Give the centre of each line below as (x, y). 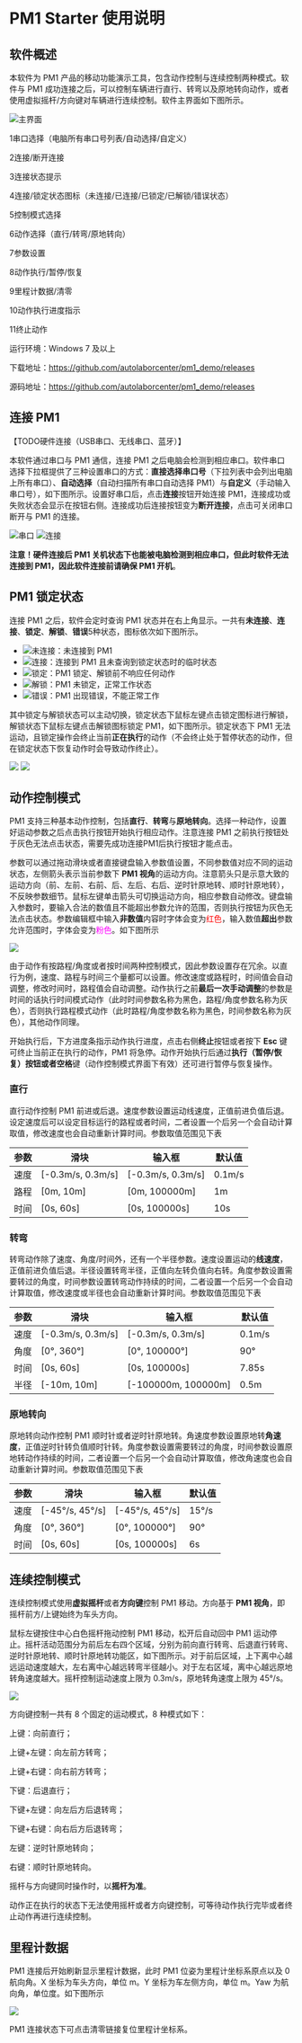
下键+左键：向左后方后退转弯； (67, 1810)
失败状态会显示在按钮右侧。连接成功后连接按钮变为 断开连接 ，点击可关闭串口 (151, 505)
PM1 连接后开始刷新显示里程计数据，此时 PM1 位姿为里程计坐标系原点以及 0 (150, 1970)
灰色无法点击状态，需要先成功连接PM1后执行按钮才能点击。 (127, 844)
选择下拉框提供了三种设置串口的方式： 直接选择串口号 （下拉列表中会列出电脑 (151, 471)
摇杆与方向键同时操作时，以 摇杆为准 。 (80, 1886)
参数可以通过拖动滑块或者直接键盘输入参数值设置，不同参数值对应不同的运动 (151, 863)
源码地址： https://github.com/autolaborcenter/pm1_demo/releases (132, 386)
